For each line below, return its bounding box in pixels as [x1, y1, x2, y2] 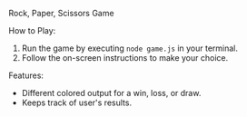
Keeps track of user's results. [21, 97, 133, 108]
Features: [8, 70, 44, 81]
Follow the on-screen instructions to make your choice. [21, 53, 229, 63]
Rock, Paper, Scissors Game [8, 8, 114, 18]
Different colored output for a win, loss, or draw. [21, 88, 202, 98]
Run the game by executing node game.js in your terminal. [21, 43, 238, 54]
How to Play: [8, 25, 56, 35]
